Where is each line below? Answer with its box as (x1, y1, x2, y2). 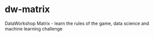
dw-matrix (5, 4, 50, 15)
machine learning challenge (5, 25, 63, 31)
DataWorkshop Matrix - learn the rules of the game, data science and (5, 20, 149, 26)
